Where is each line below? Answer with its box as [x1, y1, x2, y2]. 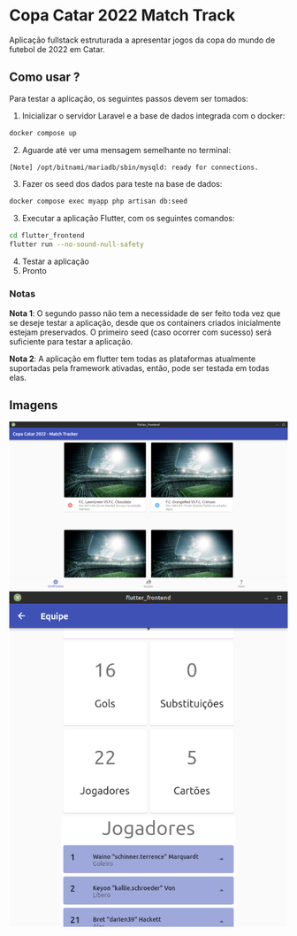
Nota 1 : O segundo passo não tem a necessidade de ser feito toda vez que [9, 307, 281, 319]
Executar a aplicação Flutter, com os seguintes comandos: [21, 213, 236, 223]
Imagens [9, 398, 58, 413]
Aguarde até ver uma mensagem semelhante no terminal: [21, 144, 232, 155]
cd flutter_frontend [9, 231, 86, 240]
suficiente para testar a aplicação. [9, 336, 133, 346]
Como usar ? [9, 70, 80, 85]
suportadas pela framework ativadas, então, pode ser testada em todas [9, 362, 270, 373]
